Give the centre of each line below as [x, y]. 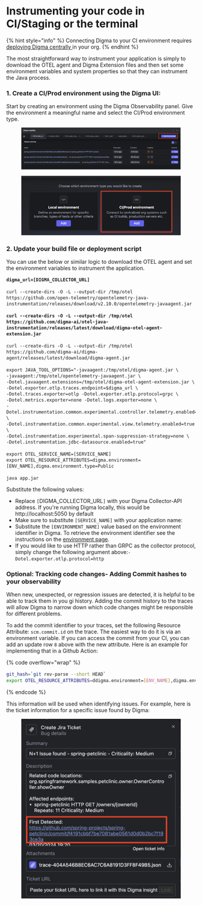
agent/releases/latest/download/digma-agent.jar [68, 358]
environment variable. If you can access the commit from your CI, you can [98, 638]
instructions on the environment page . [62, 540]
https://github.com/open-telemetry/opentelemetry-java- [78, 298]
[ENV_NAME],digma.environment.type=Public [60, 466]
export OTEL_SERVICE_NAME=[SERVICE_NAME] [59, 454]
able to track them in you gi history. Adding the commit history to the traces [100, 601]
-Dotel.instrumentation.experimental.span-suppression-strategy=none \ [98, 436]
